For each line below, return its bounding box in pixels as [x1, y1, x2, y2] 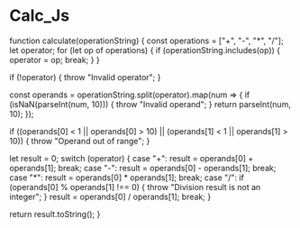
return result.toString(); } [9, 208, 101, 219]
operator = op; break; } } [9, 54, 101, 65]
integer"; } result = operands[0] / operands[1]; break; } [9, 191, 212, 202]
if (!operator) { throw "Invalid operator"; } [9, 71, 161, 82]
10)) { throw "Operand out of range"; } [9, 135, 150, 146]
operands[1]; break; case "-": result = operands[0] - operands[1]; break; [9, 162, 277, 173]
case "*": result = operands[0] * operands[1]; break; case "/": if [9, 172, 245, 183]
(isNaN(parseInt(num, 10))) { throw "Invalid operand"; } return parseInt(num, [9, 98, 291, 109]
